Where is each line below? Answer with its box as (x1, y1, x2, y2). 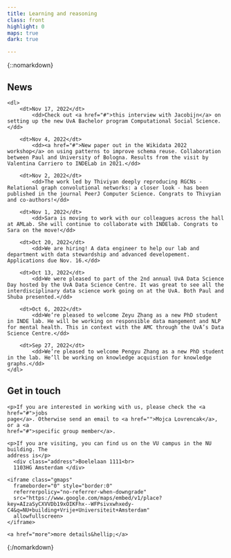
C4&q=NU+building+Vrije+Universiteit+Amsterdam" (7, 507, 150, 514)
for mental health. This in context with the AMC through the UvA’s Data (7, 324, 225, 331)
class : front (7, 17, 45, 24)
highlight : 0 (7, 23, 45, 30)
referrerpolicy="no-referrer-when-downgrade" (13, 488, 147, 496)
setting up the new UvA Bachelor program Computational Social (7, 117, 194, 125)
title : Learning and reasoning (7, 10, 98, 17)
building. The (7, 446, 48, 453)
